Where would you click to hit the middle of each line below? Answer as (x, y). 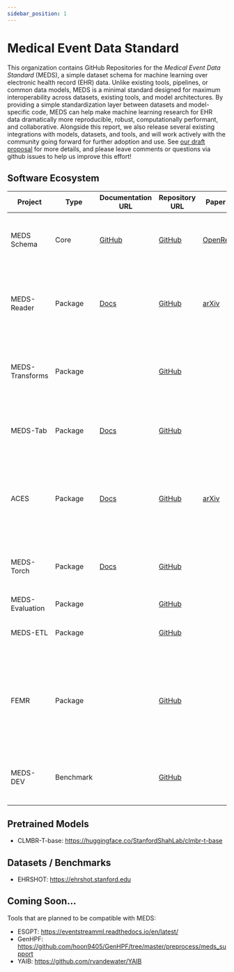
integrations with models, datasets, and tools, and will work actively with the (117, 134)
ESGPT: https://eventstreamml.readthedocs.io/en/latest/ (98, 932)
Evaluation (28, 608)
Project (29, 202)
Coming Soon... (42, 901)
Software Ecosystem (53, 178)
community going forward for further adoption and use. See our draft (106, 141)
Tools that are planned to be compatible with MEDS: (82, 918)
